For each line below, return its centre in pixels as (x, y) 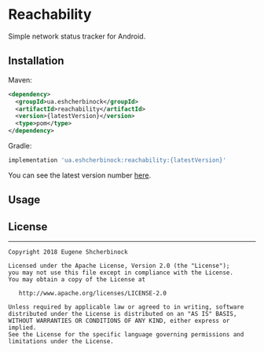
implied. (22, 328)
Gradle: (20, 146)
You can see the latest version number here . (80, 175)
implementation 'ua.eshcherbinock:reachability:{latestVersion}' (117, 160)
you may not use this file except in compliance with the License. (121, 273)
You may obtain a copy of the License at (77, 280)
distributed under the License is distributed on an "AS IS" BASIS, (123, 314)
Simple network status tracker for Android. (77, 36)
